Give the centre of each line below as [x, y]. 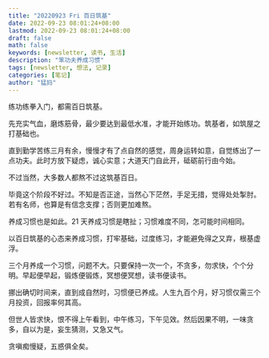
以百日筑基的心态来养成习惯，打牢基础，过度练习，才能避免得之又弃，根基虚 [134, 238]
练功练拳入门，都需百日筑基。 [57, 106]
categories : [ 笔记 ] [40, 75]
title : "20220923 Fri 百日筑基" [60, 16]
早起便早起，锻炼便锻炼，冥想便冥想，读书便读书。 [106, 275]
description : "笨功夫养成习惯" [56, 61]
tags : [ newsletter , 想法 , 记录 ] [60, 68]
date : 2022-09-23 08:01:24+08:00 [64, 23]
